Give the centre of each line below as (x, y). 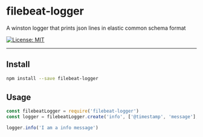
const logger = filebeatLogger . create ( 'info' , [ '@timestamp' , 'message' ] (101, 117)
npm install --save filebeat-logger (52, 78)
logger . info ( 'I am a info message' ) (52, 128)
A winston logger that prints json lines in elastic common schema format (96, 28)
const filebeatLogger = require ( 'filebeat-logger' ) (72, 111)
